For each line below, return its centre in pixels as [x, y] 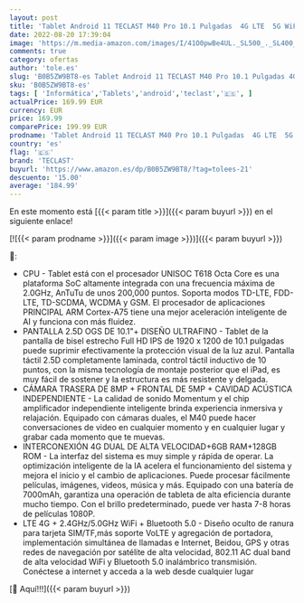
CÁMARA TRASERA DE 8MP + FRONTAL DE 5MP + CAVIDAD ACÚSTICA [157, 389]
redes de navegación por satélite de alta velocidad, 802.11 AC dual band [157, 552]
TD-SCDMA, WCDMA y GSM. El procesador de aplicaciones [152, 303]
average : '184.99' [44, 186]
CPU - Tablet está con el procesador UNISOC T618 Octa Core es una [151, 274]
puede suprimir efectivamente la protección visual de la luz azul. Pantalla [158, 351]
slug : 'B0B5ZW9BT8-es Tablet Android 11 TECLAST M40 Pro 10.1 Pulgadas [147, 77]
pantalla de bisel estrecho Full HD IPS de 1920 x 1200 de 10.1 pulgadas [153, 341]
